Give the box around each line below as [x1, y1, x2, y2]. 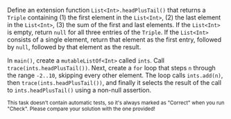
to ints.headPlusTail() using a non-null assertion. [7, 86, 152, 94]
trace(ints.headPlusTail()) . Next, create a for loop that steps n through [7, 64, 216, 72]
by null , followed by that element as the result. [7, 43, 142, 51]
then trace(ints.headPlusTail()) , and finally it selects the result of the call [7, 79, 222, 86]
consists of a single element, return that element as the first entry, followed [7, 35, 222, 44]
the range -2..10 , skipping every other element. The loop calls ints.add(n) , [7, 71, 223, 79]
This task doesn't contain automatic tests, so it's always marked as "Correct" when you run [7, 100, 225, 106]
